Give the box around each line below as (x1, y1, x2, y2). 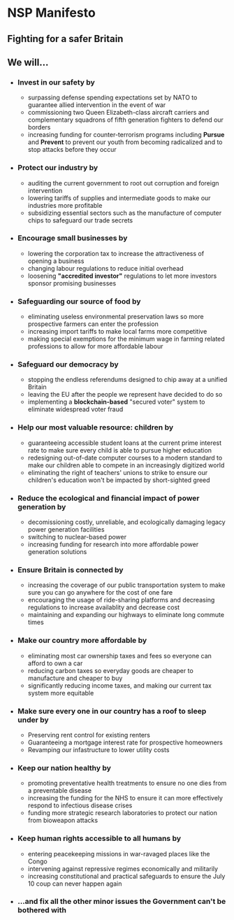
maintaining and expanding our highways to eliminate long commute (27, 611, 225, 619)
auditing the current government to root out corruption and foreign (27, 178, 219, 187)
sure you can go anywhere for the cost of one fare (27, 588, 173, 597)
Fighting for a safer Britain (7, 33, 124, 45)
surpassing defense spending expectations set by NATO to (27, 93, 198, 102)
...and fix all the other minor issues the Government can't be (17, 897, 226, 907)
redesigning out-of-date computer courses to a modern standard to (27, 453, 223, 462)
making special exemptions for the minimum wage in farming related (27, 334, 225, 344)
